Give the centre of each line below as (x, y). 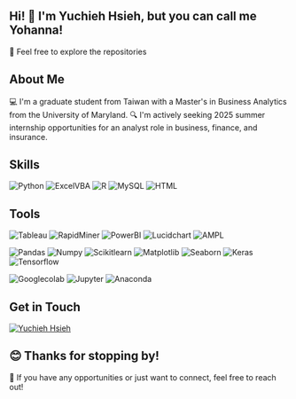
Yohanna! (36, 31)
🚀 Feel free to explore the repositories (78, 51)
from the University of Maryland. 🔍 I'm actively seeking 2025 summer (137, 114)
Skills (24, 165)
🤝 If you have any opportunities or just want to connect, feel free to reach (143, 377)
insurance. (28, 137)
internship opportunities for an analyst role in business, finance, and (133, 127)
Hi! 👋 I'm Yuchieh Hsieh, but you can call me (133, 16)
